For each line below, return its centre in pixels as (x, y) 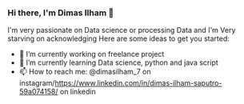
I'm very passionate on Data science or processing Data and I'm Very (122, 30)
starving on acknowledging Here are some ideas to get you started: (118, 38)
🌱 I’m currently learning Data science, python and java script (119, 62)
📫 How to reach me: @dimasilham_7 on (85, 72)
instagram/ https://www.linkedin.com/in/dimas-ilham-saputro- (120, 83)
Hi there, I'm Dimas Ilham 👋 (61, 13)
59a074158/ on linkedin (58, 92)
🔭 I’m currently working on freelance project (92, 54)
